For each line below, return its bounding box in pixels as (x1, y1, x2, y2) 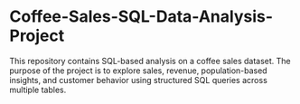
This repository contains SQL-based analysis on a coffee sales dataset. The (9, 55, 291, 66)
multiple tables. (9, 84, 67, 95)
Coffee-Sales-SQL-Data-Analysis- (9, 6, 274, 27)
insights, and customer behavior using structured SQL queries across (9, 74, 268, 85)
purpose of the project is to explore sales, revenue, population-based (9, 65, 268, 76)
